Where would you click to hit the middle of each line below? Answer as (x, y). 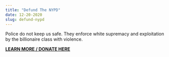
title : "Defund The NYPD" (33, 10)
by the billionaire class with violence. (44, 39)
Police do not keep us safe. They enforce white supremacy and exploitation (85, 34)
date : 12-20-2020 (24, 15)
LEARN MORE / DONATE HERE (38, 49)
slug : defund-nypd (25, 19)
